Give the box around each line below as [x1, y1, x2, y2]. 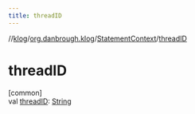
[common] [8, 88, 42, 97]
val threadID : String [8, 96, 72, 106]
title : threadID [8, 11, 62, 20]
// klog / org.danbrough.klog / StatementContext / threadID [8, 33, 187, 43]
